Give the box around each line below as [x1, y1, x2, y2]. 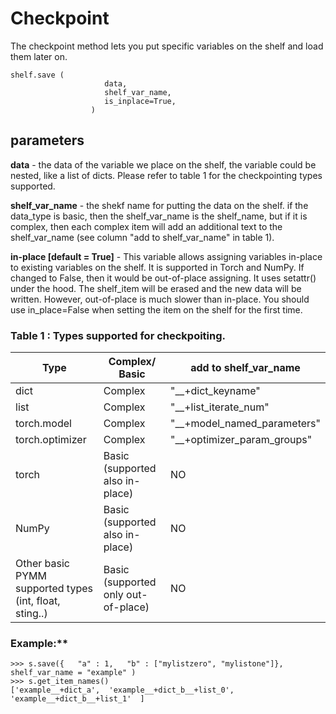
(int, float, [15, 594, 61, 608]
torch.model [15, 417, 72, 431]
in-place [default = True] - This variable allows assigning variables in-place [10, 250, 323, 262]
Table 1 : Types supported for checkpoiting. [10, 328, 227, 342]
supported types [15, 582, 93, 596]
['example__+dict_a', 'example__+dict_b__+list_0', [10, 685, 235, 696]
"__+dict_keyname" [170, 384, 261, 398]
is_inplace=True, [104, 96, 177, 106]
